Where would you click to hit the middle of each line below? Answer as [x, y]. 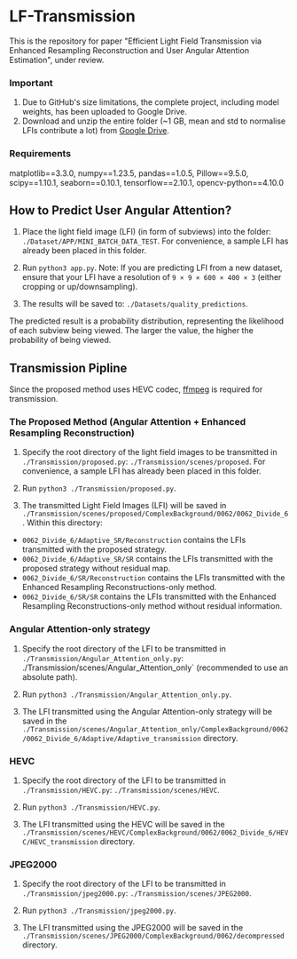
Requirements [40, 154]
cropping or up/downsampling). [80, 287]
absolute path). [50, 676]
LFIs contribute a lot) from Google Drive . [96, 131]
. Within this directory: [63, 523]
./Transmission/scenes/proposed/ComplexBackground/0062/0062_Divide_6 [155, 514]
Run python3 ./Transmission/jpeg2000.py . [99, 911]
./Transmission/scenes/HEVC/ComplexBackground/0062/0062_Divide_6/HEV [155, 833]
